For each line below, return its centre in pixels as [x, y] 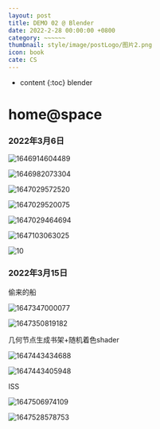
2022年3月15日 [38, 273]
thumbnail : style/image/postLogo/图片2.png [80, 45]
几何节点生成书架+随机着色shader [64, 339]
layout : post [30, 15]
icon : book [26, 52]
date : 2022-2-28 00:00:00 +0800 [62, 30]
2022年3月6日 [37, 141]
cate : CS [23, 60]
